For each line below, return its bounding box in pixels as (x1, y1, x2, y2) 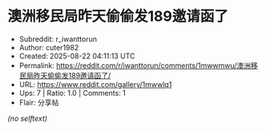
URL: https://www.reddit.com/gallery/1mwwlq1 (18, 79, 172, 89)
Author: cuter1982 (18, 42, 79, 52)
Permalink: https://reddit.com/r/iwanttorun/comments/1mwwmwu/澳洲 (18, 61, 252, 70)
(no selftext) (7, 113, 48, 123)
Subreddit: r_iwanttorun (18, 34, 98, 44)
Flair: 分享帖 (18, 97, 59, 107)
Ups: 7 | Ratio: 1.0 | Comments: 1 (18, 88, 126, 97)
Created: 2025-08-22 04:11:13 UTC (18, 51, 135, 61)
